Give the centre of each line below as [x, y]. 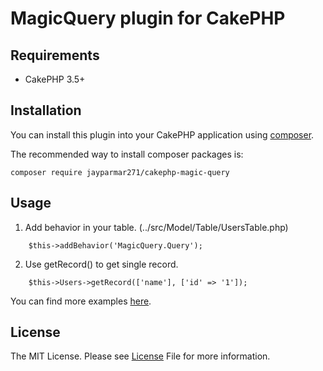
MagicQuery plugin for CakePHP [148, 18]
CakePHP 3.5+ [55, 79]
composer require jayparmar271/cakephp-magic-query [120, 172]
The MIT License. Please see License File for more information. [140, 356]
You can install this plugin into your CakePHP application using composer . [162, 134]
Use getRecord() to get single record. [101, 264]
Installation [46, 110]
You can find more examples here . [81, 301]
